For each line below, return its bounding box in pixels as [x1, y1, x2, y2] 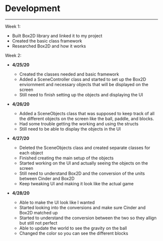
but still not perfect [19, 220, 57, 226]
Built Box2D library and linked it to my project [12, 32, 103, 39]
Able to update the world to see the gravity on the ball [19, 225, 127, 231]
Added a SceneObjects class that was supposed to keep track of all [19, 110, 155, 116]
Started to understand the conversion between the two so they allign [19, 215, 157, 221]
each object [19, 150, 44, 155]
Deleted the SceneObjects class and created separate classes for [19, 145, 150, 151]
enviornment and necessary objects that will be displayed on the [19, 81, 149, 87]
